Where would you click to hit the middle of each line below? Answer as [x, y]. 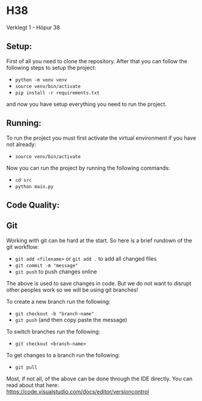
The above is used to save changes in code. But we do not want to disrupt [99, 283]
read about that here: [33, 385]
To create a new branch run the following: [59, 301]
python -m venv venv [41, 80]
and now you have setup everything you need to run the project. [86, 104]
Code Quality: [33, 205]
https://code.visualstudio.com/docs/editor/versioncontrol [78, 391]
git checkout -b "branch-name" [55, 314]
